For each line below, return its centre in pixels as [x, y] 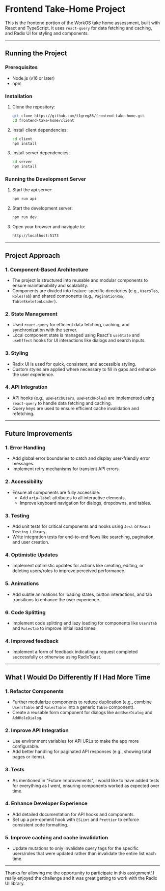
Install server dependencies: [41, 153]
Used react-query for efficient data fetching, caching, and [71, 325]
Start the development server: [42, 208]
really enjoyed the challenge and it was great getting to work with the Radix [81, 878]
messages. [23, 464]
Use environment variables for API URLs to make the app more [75, 741]
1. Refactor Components [34, 691]
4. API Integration [26, 387]
